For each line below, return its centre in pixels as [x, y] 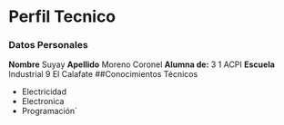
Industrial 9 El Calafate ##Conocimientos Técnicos [103, 74]
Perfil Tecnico [62, 17]
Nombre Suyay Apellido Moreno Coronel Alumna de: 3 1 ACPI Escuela [142, 64]
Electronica [43, 101]
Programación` [50, 111]
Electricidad [44, 91]
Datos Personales [48, 45]
